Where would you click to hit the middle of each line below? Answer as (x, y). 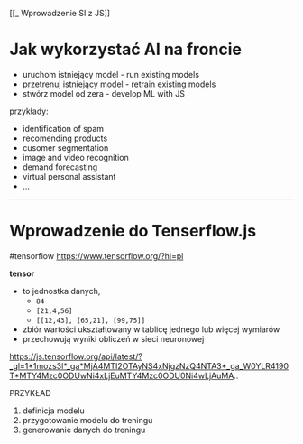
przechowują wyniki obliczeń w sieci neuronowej (113, 338)
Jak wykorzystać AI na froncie (125, 50)
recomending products (65, 138)
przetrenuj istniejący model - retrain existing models (119, 84)
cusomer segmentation (65, 147)
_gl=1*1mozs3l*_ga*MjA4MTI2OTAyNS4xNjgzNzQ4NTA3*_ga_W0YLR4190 (149, 365)
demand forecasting (60, 167)
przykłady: (29, 111)
